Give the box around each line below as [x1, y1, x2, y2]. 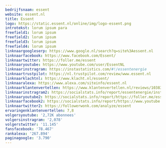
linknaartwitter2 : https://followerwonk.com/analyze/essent [5, 104, 132, 109]
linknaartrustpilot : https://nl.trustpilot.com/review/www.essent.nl [5, 72, 152, 76]
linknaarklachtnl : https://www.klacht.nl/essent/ [5, 76, 110, 81]
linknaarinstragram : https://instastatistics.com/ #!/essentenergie [5, 67, 147, 72]
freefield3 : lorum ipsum [5, 39, 56, 44]
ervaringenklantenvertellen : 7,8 [5, 108, 74, 113]
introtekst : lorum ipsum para [5, 26, 68, 31]
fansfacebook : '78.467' [5, 126, 54, 131]
